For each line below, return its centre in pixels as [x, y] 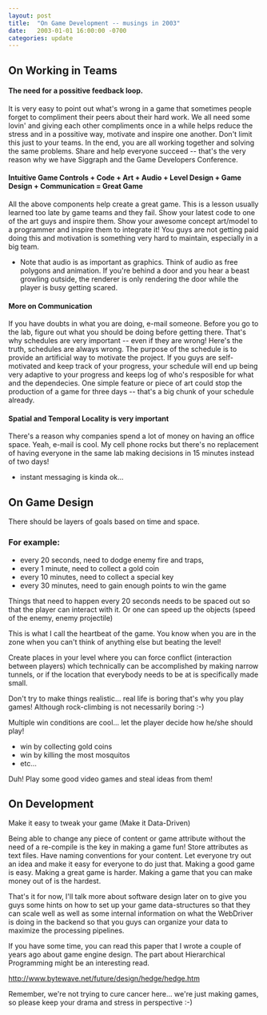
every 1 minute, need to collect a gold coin [90, 568]
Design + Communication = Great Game [76, 186]
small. [18, 683]
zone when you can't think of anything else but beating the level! [115, 641]
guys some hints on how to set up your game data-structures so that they [130, 905]
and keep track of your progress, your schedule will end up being [150, 366]
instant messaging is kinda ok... [72, 478]
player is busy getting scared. [69, 288]
